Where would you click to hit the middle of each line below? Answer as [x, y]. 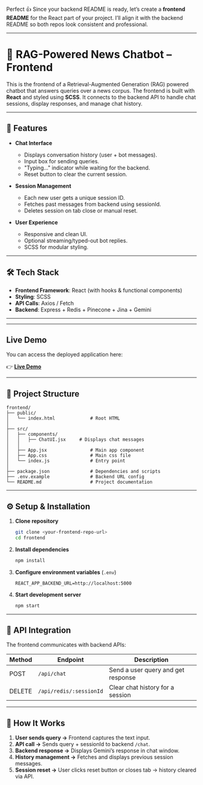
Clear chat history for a [141, 687]
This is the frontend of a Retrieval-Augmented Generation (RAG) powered [98, 84]
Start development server [48, 594]
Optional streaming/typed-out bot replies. [76, 240]
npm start [27, 606]
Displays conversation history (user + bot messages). [90, 155]
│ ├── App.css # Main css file [69, 456]
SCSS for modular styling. [56, 247]
